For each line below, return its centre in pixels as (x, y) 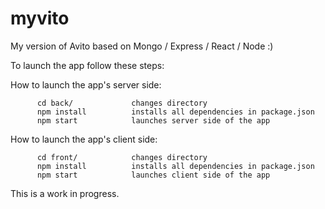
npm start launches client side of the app (153, 175)
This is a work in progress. (65, 193)
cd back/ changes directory (122, 103)
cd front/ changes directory (122, 157)
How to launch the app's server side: (86, 84)
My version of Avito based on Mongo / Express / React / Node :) (142, 46)
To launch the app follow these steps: (87, 65)
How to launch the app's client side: (84, 139)
